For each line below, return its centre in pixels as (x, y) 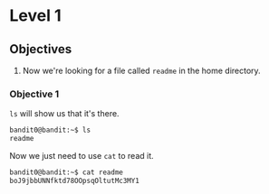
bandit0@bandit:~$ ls (50, 130)
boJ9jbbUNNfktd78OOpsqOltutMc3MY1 (75, 180)
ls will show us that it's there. (64, 114)
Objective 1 (34, 94)
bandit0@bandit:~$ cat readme (67, 172)
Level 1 (35, 16)
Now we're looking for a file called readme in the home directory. (141, 70)
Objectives (41, 49)
